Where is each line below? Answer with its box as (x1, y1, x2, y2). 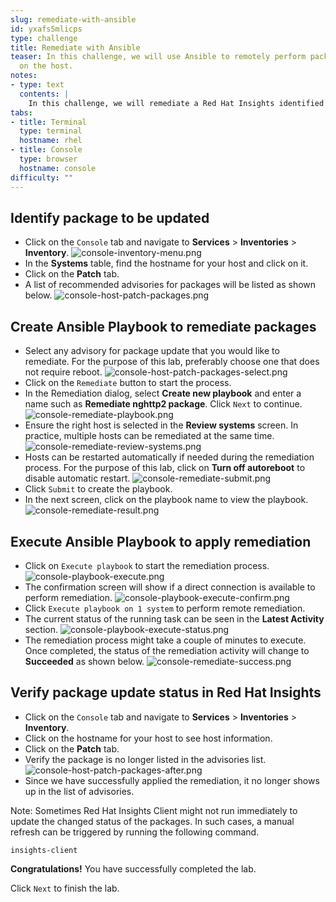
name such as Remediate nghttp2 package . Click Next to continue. (24, 398, 303, 410)
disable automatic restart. (24, 472, 131, 485)
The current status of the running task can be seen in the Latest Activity (24, 612, 325, 625)
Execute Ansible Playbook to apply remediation (10, 533, 312, 550)
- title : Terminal (10, 117, 87, 127)
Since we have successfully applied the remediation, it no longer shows (24, 774, 320, 786)
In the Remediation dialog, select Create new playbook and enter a (24, 387, 302, 400)
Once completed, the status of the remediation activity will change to (24, 644, 310, 656)
